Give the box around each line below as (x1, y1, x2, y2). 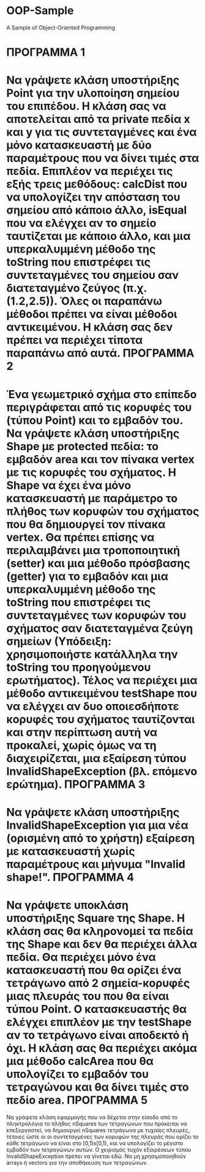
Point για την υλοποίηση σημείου (6, 86, 180, 100)
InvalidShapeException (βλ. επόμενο (6, 764, 198, 778)
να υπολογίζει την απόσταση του (6, 190, 181, 204)
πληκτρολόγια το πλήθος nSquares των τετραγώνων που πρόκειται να (6, 1120, 188, 1127)
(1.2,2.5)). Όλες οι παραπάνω (6, 294, 162, 308)
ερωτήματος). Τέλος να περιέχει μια (6, 673, 198, 687)
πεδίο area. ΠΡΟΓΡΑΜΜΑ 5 (6, 1093, 148, 1107)
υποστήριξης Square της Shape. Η (6, 911, 185, 925)
